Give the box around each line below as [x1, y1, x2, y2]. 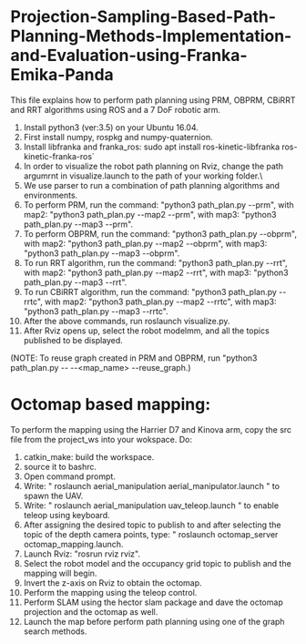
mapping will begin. [23, 567, 97, 578]
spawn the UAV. [23, 490, 84, 501]
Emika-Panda [10, 65, 115, 86]
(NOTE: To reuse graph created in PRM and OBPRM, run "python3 [10, 353, 258, 363]
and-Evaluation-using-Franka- [10, 46, 249, 66]
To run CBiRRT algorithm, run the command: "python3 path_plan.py [23, 286, 277, 297]
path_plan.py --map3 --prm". [23, 219, 134, 230]
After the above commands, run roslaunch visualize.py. [23, 315, 230, 326]
